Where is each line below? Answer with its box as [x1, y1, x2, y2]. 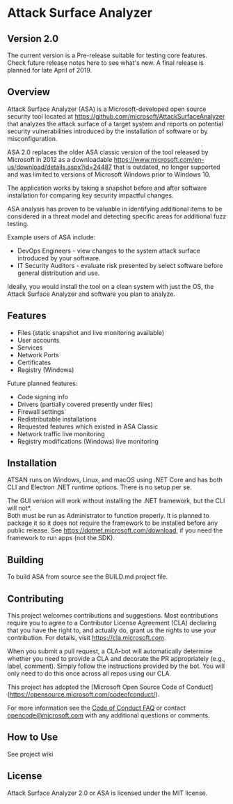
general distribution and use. [17, 269, 100, 277]
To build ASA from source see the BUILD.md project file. [7, 572, 168, 581]
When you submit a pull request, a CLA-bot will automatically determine [7, 647, 213, 655]
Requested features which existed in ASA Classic [17, 422, 159, 431]
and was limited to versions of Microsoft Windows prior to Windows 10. [7, 170, 211, 179]
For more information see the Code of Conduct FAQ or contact [7, 703, 186, 713]
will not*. [7, 504, 32, 512]
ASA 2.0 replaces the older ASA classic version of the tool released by [7, 148, 209, 156]
